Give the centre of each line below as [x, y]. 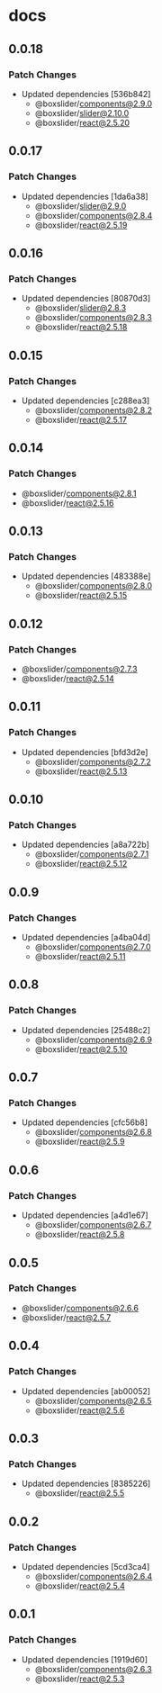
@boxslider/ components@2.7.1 [92, 854]
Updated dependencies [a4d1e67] [85, 1215]
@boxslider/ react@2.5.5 [80, 1493]
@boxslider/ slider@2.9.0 [81, 206]
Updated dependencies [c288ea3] [85, 401]
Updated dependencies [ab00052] [85, 1391]
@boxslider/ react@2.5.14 [67, 679]
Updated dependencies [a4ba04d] [86, 938]
